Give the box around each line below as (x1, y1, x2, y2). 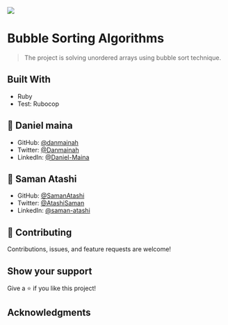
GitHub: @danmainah (17, 138, 79, 146)
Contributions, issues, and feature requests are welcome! (7, 245, 172, 253)
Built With (7, 74, 51, 86)
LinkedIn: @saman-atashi (17, 206, 90, 215)
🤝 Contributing (7, 226, 72, 238)
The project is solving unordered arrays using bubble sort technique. (24, 53, 221, 62)
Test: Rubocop (17, 100, 60, 108)
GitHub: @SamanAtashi (17, 191, 85, 200)
